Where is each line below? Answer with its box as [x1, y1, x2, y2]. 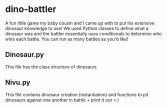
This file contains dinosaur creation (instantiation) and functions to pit [5, 91, 148, 97]
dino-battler [5, 3, 56, 15]
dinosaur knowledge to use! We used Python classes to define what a [5, 25, 149, 31]
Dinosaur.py [5, 50, 44, 59]
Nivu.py [5, 78, 30, 87]
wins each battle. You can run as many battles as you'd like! [5, 36, 128, 42]
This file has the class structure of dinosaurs [5, 63, 97, 69]
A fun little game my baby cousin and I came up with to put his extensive [5, 20, 155, 26]
